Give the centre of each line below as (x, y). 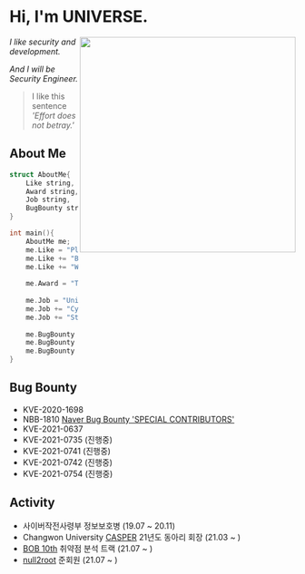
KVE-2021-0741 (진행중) (67, 451)
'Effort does (54, 115)
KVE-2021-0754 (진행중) (68, 473)
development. (35, 51)
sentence (49, 105)
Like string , (50, 183)
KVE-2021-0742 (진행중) (68, 462)
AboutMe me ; (48, 241)
